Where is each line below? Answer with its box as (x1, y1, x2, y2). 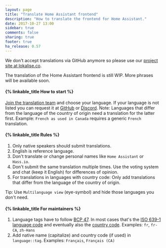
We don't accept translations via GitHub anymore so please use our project (5, 57, 158, 63)
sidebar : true (5, 26, 35, 31)
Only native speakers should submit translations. (12, 143, 112, 149)
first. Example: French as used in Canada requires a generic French (5, 115, 142, 121)
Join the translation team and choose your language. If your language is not (5, 100, 159, 106)
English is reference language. (12, 148, 74, 154)
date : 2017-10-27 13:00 (5, 21, 54, 26)
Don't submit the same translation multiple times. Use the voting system (12, 164, 159, 170)
